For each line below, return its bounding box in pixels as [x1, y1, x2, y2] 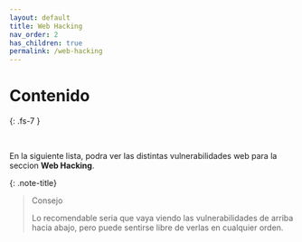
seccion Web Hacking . [9, 160, 95, 172]
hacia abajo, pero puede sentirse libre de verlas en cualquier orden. [31, 222, 284, 233]
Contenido [9, 86, 90, 107]
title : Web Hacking [9, 22, 83, 31]
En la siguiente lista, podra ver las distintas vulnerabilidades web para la [9, 151, 278, 162]
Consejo [31, 195, 63, 206]
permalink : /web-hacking [9, 47, 103, 56]
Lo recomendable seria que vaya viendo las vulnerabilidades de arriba [31, 213, 294, 224]
